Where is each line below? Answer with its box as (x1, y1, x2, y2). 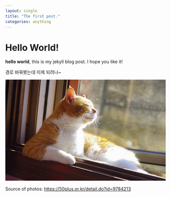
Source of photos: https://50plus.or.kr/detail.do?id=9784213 (5, 186, 131, 192)
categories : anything (5, 19, 51, 24)
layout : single (5, 8, 38, 13)
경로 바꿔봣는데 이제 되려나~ (5, 69, 62, 75)
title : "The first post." (5, 13, 60, 19)
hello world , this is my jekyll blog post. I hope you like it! (5, 59, 123, 65)
